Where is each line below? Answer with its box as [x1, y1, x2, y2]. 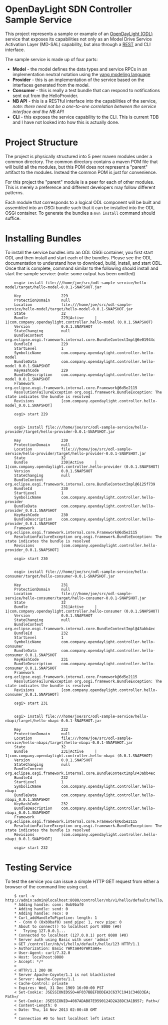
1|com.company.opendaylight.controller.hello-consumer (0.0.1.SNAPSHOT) [5, 609, 160, 614]
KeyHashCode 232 [14, 801, 68, 806]
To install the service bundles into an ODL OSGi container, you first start [5, 249, 153, 255]
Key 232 [14, 727, 68, 732]
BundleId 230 [14, 486, 68, 491]
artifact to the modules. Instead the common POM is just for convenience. [5, 169, 157, 175]
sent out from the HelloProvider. [12, 93, 78, 99]
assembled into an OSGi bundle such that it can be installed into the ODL [5, 204, 155, 211]
